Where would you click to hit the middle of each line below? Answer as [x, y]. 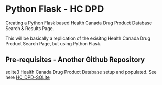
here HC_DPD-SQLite [27, 77]
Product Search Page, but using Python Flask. [53, 43]
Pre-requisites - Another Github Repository [75, 60]
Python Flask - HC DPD [55, 9]
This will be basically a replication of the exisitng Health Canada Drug [78, 38]
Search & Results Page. [30, 28]
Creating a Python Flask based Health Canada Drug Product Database [79, 23]
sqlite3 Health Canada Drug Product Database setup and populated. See [81, 72]
